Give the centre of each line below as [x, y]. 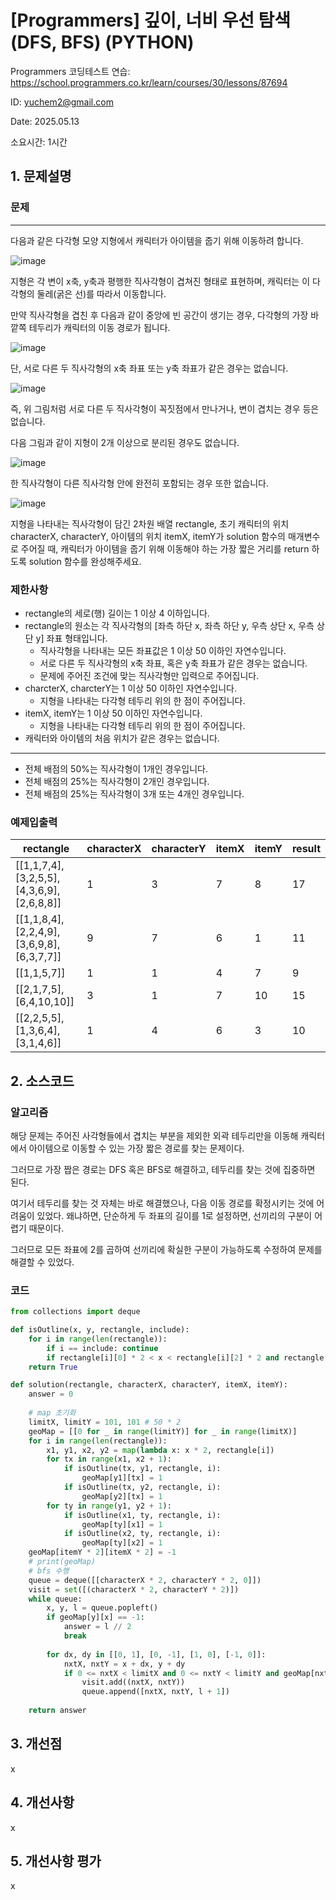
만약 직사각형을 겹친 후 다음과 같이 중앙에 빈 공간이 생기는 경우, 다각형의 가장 [159, 315]
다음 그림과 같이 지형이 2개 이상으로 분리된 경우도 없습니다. [125, 442]
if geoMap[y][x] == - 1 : [95, 1617]
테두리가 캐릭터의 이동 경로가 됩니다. [99, 327]
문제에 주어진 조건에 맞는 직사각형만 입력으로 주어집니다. [149, 675]
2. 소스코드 [42, 1081]
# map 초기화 [52, 1413]
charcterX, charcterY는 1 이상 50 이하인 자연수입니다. [131, 688]
